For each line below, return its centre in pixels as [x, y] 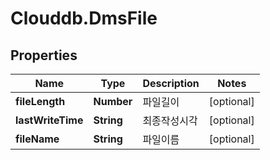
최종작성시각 [170, 120]
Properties [44, 55]
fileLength [40, 101]
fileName [37, 139]
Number [113, 101]
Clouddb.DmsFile [84, 18]
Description [171, 83]
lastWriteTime [49, 120]
